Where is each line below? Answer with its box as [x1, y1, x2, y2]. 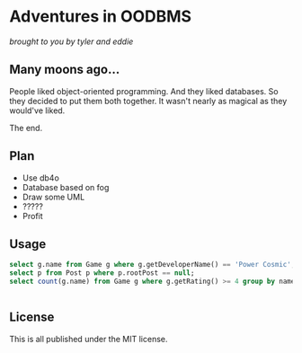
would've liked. [9, 105, 66, 116]
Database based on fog [22, 181, 110, 192]
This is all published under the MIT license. [9, 333, 168, 344]
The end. [9, 122, 43, 133]
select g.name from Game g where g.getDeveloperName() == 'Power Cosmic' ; [9, 260, 296, 269]
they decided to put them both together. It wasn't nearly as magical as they [9, 95, 288, 106]
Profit [22, 210, 43, 221]
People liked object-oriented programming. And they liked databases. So [9, 85, 279, 96]
